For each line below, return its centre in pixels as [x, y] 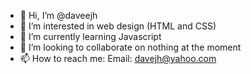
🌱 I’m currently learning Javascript [90, 36]
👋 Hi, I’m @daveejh [58, 15]
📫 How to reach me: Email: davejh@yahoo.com [118, 58]
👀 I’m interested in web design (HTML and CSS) [118, 26]
